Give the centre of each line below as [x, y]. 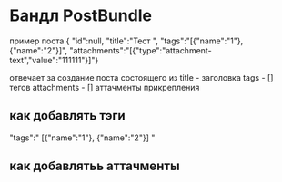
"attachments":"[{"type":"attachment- [141, 50]
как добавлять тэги [67, 115]
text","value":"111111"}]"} [54, 60]
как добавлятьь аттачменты [95, 166]
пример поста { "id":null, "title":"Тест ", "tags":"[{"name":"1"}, [126, 41]
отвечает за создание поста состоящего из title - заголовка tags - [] [141, 77]
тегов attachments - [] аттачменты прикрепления [105, 87]
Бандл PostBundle [81, 16]
